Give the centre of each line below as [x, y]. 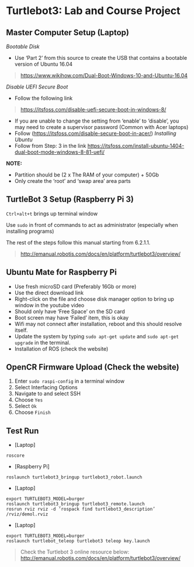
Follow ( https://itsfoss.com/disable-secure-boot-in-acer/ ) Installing [95, 133]
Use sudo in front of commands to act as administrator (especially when [92, 225]
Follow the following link [44, 98]
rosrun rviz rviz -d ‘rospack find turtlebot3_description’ [81, 509]
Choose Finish [32, 412]
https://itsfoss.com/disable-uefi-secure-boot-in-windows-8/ [93, 109]
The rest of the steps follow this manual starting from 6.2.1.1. [78, 242]
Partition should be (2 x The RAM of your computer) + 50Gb [87, 175]
